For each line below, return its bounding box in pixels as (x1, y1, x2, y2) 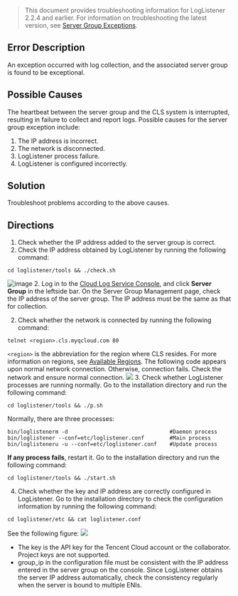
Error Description (7, 42, 85, 54)
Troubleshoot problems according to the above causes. (7, 198, 170, 207)
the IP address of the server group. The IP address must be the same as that (7, 294, 231, 303)
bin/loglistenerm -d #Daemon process (7, 428, 218, 436)
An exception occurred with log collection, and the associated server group (7, 60, 228, 69)
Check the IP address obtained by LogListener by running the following (17, 245, 226, 255)
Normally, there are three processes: (7, 415, 115, 423)
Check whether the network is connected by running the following (17, 316, 212, 324)
